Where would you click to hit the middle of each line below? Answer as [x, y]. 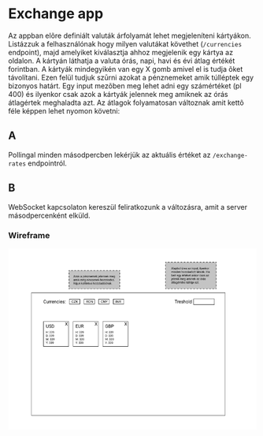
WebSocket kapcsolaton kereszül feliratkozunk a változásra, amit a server [128, 207]
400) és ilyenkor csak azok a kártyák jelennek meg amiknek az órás [118, 94]
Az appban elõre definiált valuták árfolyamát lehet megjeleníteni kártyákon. [130, 35]
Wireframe [29, 236]
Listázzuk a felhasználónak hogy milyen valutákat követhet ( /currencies [125, 43]
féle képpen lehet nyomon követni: [64, 110]
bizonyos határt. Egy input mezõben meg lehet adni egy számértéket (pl [125, 86]
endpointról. [47, 163]
